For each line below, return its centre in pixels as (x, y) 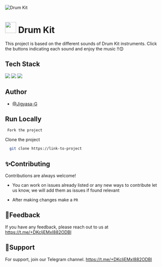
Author (16, 92)
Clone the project (23, 140)
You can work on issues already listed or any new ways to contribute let (85, 185)
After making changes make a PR (45, 200)
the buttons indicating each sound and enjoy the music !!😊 (64, 48)
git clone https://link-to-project (46, 149)
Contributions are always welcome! (41, 176)
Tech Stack (23, 64)
